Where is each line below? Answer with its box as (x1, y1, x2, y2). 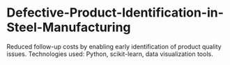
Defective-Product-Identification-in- (6, 5, 224, 21)
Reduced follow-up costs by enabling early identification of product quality (6, 42, 222, 50)
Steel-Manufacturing (6, 19, 131, 35)
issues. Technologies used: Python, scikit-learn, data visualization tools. (6, 50, 213, 58)
